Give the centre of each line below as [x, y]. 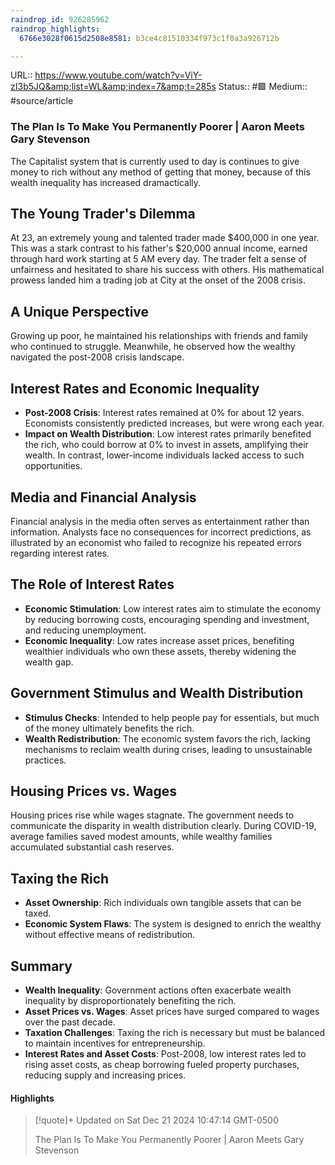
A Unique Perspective [80, 311]
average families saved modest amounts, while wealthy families [141, 837]
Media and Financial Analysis [103, 497]
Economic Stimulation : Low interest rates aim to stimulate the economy [173, 608]
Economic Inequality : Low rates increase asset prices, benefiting [159, 640]
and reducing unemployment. [85, 630]
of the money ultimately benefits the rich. [109, 728]
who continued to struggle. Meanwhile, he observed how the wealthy [153, 347]
